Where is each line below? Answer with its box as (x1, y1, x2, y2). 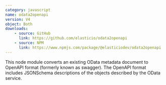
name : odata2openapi (5, 12, 49, 17)
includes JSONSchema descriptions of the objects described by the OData (5, 69, 160, 76)
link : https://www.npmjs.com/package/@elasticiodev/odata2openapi (18, 45, 161, 50)
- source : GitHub (14, 31, 51, 36)
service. (5, 75, 22, 81)
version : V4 (5, 17, 30, 22)
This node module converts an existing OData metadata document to (5, 59, 149, 65)
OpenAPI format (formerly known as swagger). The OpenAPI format (5, 64, 146, 70)
